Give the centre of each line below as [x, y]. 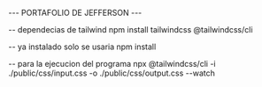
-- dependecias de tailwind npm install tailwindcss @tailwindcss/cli [131, 29]
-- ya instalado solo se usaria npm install [82, 47]
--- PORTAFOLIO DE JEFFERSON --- [75, 13]
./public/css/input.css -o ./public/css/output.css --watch [112, 73]
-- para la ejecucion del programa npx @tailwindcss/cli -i [112, 64]
